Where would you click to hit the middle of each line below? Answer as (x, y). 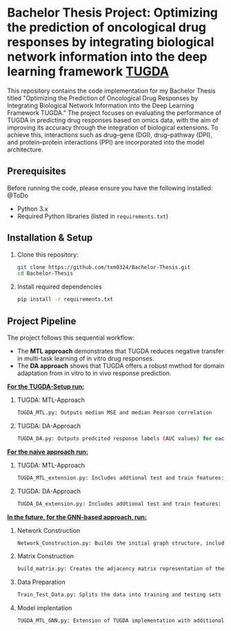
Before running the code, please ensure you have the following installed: (110, 188)
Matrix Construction (46, 556)
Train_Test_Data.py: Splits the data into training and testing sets (119, 595)
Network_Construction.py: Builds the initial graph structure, (110, 543)
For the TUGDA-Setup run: (46, 386)
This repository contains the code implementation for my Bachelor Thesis (111, 91)
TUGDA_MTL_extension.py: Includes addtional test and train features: (121, 478)
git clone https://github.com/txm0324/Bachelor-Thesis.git (104, 267)
